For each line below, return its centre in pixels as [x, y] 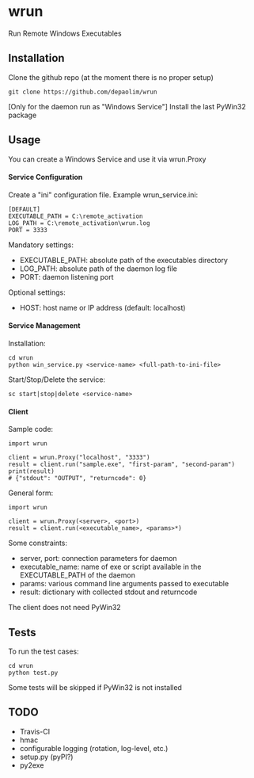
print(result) [32, 471]
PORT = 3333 [28, 230]
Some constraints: [38, 543]
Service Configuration [45, 177]
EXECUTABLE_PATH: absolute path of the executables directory [123, 260]
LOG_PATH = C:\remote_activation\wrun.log [79, 223]
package [23, 115]
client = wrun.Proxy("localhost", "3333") [79, 458]
